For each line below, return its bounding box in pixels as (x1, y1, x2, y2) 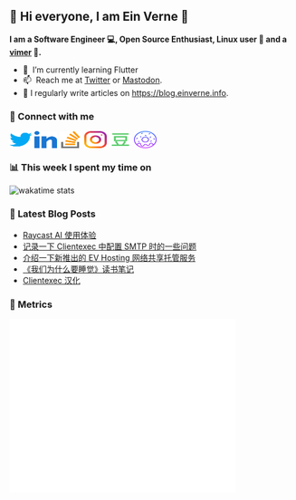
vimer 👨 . (9, 46, 43, 57)
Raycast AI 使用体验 (22, 229, 97, 240)
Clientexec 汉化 (22, 274, 81, 285)
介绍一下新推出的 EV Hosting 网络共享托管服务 (22, 252, 196, 263)
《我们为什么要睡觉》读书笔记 (22, 264, 134, 274)
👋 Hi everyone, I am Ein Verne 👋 (9, 9, 189, 24)
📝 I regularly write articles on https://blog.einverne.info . (22, 87, 229, 98)
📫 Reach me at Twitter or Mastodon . (22, 74, 163, 85)
